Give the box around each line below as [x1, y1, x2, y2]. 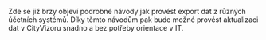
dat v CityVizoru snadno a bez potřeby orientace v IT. [8, 24, 184, 32]
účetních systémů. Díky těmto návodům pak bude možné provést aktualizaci [8, 15, 259, 24]
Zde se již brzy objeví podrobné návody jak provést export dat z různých [8, 7, 247, 16]
